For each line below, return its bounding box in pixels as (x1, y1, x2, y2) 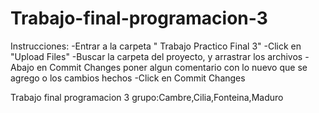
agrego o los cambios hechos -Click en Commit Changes (10, 72, 246, 84)
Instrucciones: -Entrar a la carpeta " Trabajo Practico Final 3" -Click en (10, 40, 302, 52)
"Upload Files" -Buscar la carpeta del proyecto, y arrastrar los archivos (10, 50, 303, 62)
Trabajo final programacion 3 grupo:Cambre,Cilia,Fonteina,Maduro (10, 91, 284, 103)
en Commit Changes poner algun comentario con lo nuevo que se (36, 61, 308, 73)
